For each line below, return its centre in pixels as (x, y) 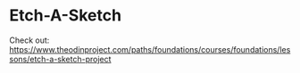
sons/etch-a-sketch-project (60, 59)
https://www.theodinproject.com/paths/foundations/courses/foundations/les (150, 49)
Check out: (29, 40)
